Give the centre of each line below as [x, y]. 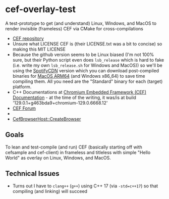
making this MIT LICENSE [39, 49]
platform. [22, 86]
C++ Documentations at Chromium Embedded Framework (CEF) [79, 92]
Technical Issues [32, 173]
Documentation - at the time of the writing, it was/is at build [74, 97]
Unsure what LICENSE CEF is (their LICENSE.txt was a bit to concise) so [87, 43]
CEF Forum [24, 108]
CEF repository [28, 38]
